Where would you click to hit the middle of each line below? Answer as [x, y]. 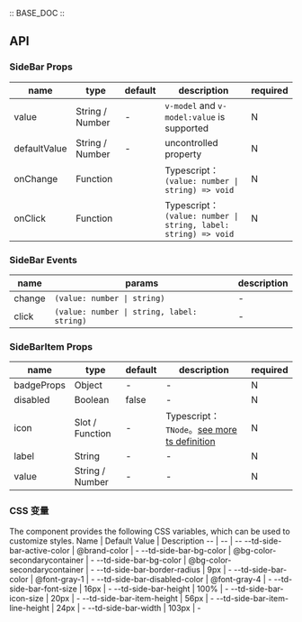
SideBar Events [44, 260]
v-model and [190, 105]
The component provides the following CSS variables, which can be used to [150, 531]
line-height [29, 608]
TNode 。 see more [202, 430]
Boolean [92, 400]
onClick [30, 218]
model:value [190, 117]
